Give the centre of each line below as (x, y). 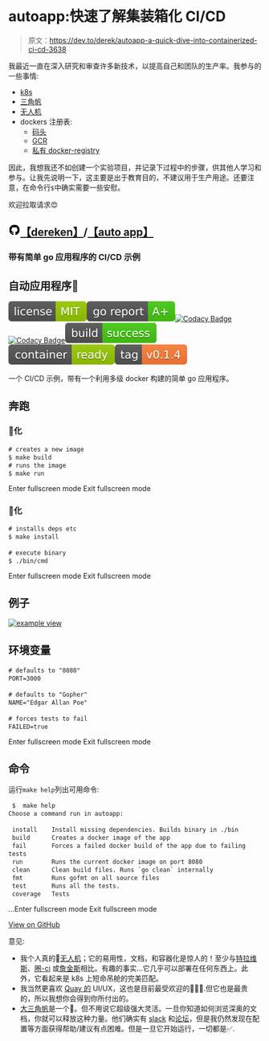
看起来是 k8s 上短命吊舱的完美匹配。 (102, 978)
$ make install (34, 537)
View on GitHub (34, 924)
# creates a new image (46, 449)
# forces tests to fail (48, 719)
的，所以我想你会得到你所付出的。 (76, 998)
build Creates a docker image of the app (91, 838)
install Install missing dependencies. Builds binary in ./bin (125, 830)
